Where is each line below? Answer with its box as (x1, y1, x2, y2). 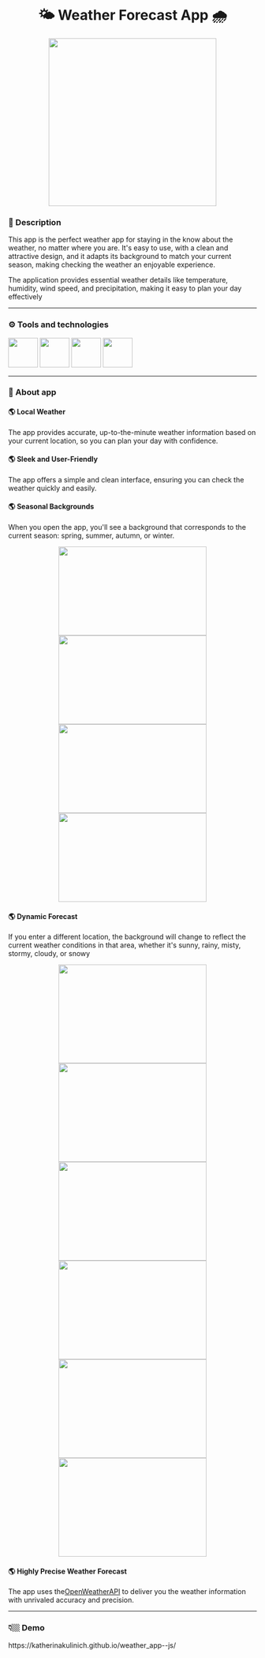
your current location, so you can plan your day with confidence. (8, 436, 218, 445)
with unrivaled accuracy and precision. (8, 1596, 134, 1605)
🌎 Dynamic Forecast (8, 911, 78, 921)
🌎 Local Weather (8, 407, 65, 417)
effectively (8, 292, 43, 302)
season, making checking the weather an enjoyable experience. (8, 260, 215, 269)
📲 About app (8, 387, 57, 398)
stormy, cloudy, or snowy (8, 949, 91, 958)
